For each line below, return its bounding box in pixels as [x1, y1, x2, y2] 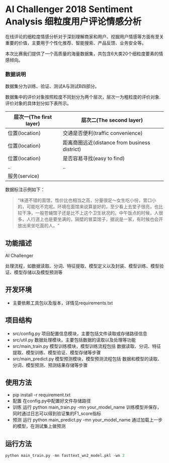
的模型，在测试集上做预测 [12, 423, 66, 429]
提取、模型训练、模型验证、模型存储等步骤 [12, 349, 101, 355]
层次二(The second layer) [81, 117, 143, 124]
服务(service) [8, 173, 39, 180]
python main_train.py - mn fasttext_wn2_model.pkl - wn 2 [5, 453, 125, 458]
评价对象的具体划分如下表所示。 [5, 100, 71, 107]
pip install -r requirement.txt [12, 392, 71, 398]
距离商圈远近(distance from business [62, 139, 150, 146]
